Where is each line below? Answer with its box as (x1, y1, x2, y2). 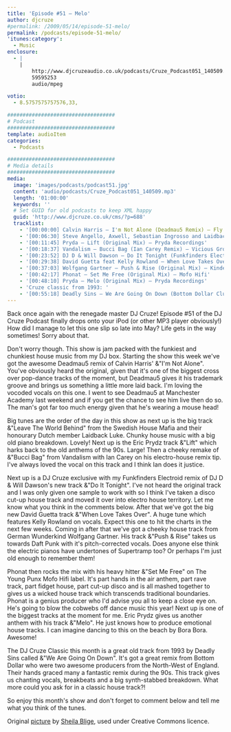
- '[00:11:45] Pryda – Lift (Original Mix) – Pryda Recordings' (19, 239, 208, 246)
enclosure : (7, 49, 38, 56)
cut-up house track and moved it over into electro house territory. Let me (7, 495, 214, 504)
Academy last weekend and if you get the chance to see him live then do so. (7, 396, 223, 404)
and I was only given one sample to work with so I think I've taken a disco (7, 488, 215, 496)
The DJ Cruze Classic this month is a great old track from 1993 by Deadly (7, 646, 215, 654)
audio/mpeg (32, 80, 63, 87)
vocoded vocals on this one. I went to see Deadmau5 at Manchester (7, 388, 200, 396)
